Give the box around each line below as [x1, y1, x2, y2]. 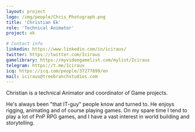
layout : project [6, 8, 46, 15]
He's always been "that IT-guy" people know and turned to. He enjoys [6, 100, 175, 108]
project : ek [6, 30, 35, 36]
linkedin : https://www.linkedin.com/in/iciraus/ [6, 46, 127, 53]
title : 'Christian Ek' [6, 19, 61, 25]
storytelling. [6, 119, 35, 126]
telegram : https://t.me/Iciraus [6, 62, 85, 68]
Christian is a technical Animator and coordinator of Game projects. [6, 89, 168, 96]
